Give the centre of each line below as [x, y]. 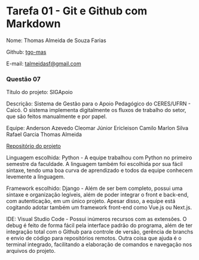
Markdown [33, 24]
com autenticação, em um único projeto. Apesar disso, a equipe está [91, 201]
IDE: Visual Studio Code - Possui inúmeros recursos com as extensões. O [97, 219]
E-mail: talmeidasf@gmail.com [44, 64]
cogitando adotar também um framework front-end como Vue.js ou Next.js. [99, 207]
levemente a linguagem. [36, 177]
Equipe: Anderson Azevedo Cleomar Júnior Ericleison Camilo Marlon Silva [97, 128]
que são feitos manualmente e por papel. [57, 117]
